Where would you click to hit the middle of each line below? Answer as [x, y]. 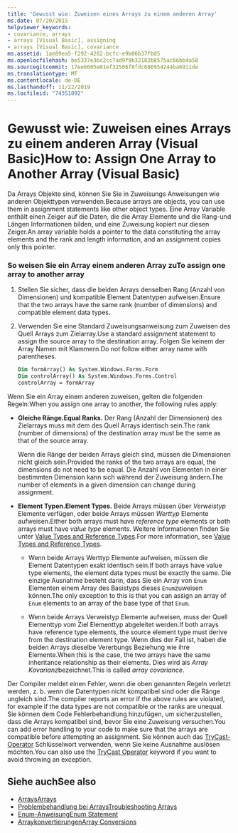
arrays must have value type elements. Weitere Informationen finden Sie [123, 529]
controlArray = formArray [56, 383]
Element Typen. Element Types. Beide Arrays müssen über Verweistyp [121, 506]
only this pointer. [32, 247]
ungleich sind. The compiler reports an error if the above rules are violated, [116, 698]
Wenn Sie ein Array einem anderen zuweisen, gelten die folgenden [105, 396]
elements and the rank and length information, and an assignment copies [114, 239]
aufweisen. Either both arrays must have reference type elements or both [124, 521]
